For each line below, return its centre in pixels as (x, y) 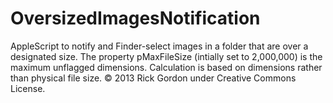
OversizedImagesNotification (135, 18)
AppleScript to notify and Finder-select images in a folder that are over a (159, 46)
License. (28, 88)
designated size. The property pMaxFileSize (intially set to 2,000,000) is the (166, 56)
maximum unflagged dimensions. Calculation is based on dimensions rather (166, 67)
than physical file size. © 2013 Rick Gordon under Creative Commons (153, 78)
